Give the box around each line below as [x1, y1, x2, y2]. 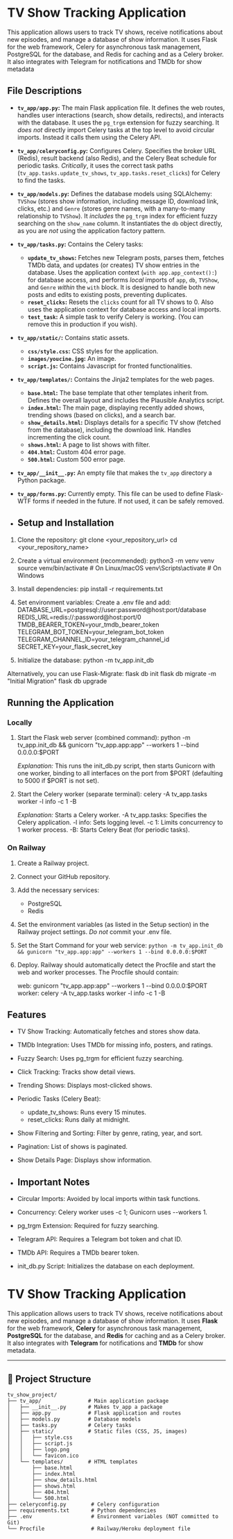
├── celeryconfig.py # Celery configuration [7, 1501, 159, 1508]
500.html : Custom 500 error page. [27, 455, 126, 463]
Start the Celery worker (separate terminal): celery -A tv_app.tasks [17, 790, 208, 798]
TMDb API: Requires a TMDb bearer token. [17, 1248, 140, 1257]
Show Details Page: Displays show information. [17, 1156, 153, 1164]
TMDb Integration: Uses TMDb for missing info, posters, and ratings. [17, 1041, 214, 1049]
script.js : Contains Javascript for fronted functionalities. [27, 362, 193, 370]
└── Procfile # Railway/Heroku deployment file [7, 1525, 191, 1532]
